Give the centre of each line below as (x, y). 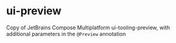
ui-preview (34, 11)
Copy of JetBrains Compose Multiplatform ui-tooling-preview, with (88, 27)
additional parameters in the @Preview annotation (66, 33)
